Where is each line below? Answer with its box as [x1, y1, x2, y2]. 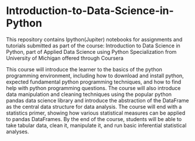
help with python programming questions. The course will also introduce [6, 84, 181, 91]
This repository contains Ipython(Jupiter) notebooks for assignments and [6, 36, 183, 43]
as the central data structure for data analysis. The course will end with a [6, 103, 182, 110]
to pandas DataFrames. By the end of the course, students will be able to [6, 115, 182, 122]
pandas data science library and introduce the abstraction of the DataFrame [6, 97, 189, 104]
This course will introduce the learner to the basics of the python [6, 66, 163, 73]
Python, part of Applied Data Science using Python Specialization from [6, 48, 177, 55]
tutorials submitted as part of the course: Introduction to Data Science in [6, 42, 180, 49]
